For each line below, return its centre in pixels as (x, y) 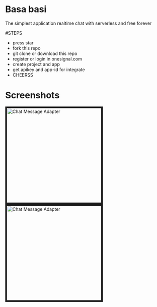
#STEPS (14, 33)
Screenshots (32, 96)
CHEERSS (23, 75)
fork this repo (26, 48)
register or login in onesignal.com (47, 58)
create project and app (36, 64)
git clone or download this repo (45, 53)
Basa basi (26, 9)
